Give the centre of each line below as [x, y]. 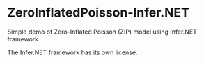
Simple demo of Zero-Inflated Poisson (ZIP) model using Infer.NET [102, 32]
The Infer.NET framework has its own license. [72, 52]
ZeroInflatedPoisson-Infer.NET [99, 13]
